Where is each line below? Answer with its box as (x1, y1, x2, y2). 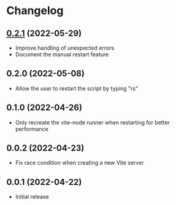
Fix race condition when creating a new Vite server (15, 159, 144, 166)
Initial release (15, 193, 49, 201)
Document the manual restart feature (15, 51, 109, 58)
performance (15, 125, 49, 132)
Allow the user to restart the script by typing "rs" (15, 84, 139, 92)
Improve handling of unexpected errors (15, 44, 115, 51)
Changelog (6, 4, 64, 18)
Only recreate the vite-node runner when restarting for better (15, 119, 170, 126)
